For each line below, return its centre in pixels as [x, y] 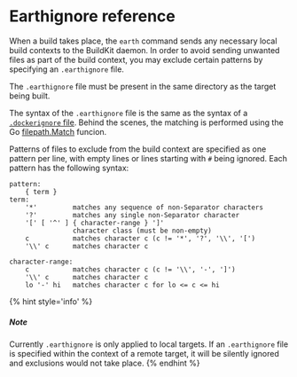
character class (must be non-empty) [142, 231]
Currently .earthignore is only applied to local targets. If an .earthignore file [149, 344]
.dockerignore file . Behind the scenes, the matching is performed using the [146, 122]
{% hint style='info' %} [51, 301]
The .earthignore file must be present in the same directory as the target [143, 86]
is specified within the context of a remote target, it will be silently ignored [144, 353]
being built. [30, 96]
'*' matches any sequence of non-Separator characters [145, 207]
